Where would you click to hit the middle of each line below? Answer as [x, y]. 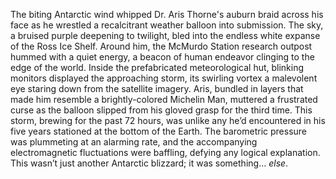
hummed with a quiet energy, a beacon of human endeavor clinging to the [162, 57]
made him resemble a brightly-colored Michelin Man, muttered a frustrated [164, 99]
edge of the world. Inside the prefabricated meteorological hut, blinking [157, 67]
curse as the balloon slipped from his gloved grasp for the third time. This [161, 110]
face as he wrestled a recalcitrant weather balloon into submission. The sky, [167, 25]
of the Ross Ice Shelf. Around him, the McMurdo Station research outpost [161, 46]
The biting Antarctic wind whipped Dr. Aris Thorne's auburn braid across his [167, 14]
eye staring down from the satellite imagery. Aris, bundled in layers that [157, 88]
